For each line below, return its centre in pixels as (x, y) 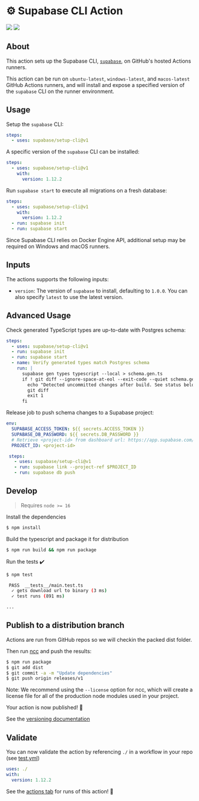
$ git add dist (25, 667)
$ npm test (20, 575)
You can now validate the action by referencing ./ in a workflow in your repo (99, 752)
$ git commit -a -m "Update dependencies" (59, 673)
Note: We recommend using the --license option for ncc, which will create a (99, 690)
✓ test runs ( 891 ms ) (38, 596)
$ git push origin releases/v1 (45, 678)
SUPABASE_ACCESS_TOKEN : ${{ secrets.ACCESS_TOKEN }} (78, 429)
